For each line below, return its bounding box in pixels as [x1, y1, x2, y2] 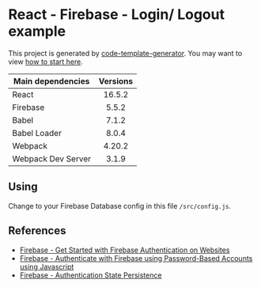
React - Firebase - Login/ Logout [8, 6, 225, 24]
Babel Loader [12, 127, 62, 138]
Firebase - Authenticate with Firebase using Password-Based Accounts [19, 253, 253, 262]
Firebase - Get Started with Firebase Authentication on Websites [19, 245, 230, 255]
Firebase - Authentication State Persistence [19, 270, 162, 280]
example [8, 22, 66, 40]
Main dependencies [13, 75, 90, 86]
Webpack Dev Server [12, 153, 91, 164]
